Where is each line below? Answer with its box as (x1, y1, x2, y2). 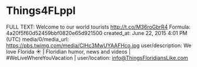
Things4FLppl (6, 4, 76, 17)
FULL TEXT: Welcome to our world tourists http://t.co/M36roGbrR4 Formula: (6, 23, 191, 30)
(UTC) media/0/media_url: (6, 36, 69, 43)
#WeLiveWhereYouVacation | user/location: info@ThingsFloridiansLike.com (6, 54, 188, 61)
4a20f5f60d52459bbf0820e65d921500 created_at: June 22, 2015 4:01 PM (6, 29, 188, 36)
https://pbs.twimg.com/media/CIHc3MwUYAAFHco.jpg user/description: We (6, 42, 192, 49)
